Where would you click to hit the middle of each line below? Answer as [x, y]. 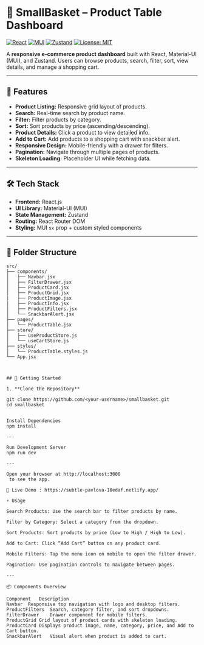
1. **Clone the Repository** [43, 389]
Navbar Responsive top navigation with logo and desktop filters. [93, 604]
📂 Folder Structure [42, 252]
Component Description [38, 599]
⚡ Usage [16, 501]
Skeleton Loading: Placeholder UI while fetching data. [83, 158]
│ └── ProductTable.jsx [39, 325]
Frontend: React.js [39, 202]
